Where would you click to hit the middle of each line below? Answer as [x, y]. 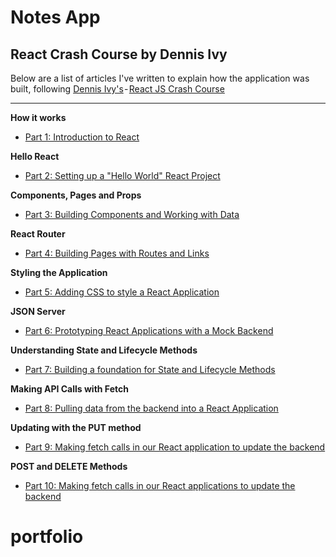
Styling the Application [59, 272]
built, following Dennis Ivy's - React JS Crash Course [117, 89]
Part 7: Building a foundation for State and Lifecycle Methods [150, 369]
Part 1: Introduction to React [82, 137]
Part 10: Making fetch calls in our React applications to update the [160, 485]
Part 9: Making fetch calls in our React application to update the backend [175, 447]
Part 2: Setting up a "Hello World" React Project [122, 175]
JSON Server [38, 311]
